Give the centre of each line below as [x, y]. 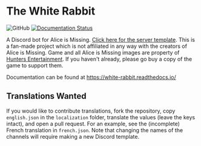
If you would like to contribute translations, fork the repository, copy [91, 111]
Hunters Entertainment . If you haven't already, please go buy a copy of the [99, 59]
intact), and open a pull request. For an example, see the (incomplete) [93, 124]
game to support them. [35, 65]
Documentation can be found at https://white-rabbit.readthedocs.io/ [91, 77]
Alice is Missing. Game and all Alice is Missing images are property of [93, 52]
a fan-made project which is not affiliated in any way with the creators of [97, 46]
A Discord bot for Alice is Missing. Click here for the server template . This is [101, 39]
